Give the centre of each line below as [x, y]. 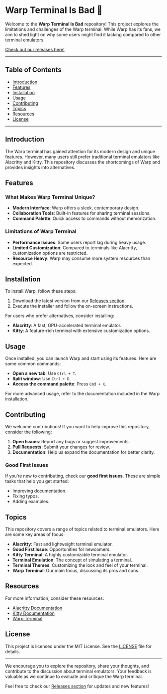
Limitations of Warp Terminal [41, 231]
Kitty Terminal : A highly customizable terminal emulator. [70, 555]
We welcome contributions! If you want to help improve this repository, [78, 426]
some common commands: [33, 364]
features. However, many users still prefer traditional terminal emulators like [83, 157]
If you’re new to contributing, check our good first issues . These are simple [83, 476]
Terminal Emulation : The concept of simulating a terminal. [72, 560]
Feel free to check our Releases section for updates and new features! [77, 686]
